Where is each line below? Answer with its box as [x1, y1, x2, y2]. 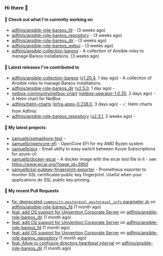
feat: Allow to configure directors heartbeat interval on [11, 240, 121, 246]
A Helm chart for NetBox [11, 96, 61, 102]
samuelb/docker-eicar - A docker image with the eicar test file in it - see [11, 156, 157, 162]
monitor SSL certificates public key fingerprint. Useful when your [11, 171, 142, 177]
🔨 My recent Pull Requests [4, 188, 59, 194]
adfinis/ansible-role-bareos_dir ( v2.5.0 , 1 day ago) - [11, 85, 115, 91]
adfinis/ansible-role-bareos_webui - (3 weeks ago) [11, 43, 114, 49]
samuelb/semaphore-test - [11, 135, 66, 141]
